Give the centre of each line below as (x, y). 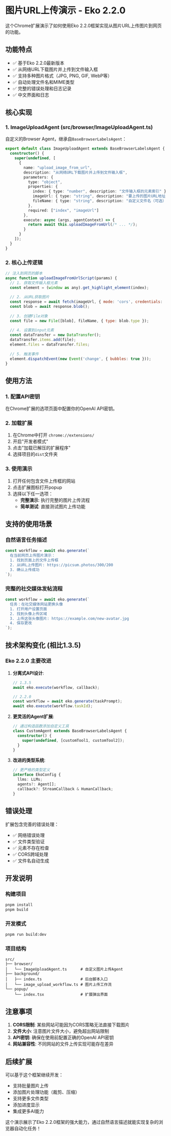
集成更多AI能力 (28, 1111)
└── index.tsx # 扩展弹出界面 (61, 995)
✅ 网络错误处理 (28, 835)
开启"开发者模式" (30, 442)
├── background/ (22, 974)
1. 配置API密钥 (23, 396)
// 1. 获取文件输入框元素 (34, 283)
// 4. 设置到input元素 (32, 330)
